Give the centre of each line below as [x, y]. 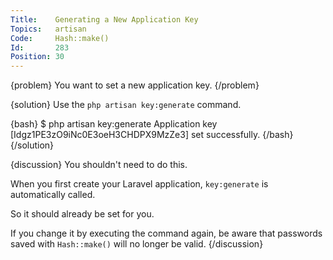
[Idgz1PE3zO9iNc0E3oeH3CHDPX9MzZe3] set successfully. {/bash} [152, 135]
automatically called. [53, 195]
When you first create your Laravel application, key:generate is [139, 184]
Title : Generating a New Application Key [104, 19]
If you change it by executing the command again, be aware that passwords [166, 233]
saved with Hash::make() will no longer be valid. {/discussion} [137, 244]
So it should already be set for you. [82, 214]
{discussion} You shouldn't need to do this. [99, 165]
